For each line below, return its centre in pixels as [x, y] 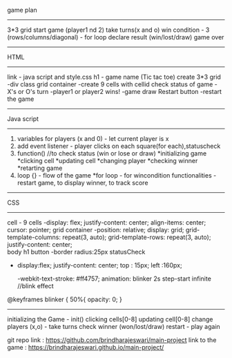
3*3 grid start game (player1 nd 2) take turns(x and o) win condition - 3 [108, 30]
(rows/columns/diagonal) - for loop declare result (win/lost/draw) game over [116, 37]
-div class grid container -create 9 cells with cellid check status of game [110, 84]
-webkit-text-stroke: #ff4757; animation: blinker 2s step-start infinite [114, 279]
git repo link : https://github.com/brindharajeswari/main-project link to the [112, 340]
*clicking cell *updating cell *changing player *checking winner [107, 161]
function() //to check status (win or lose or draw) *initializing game [112, 153]
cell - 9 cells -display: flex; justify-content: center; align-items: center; [107, 223]
